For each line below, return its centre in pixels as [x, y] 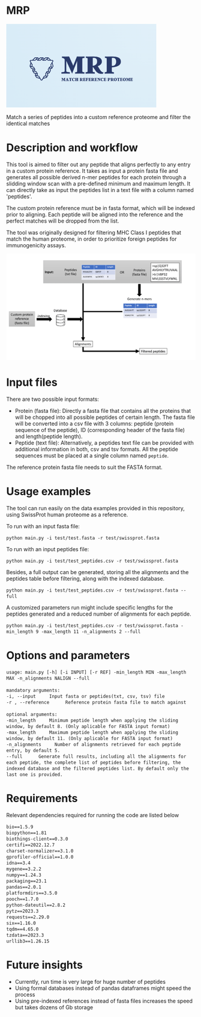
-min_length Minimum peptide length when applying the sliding [92, 720]
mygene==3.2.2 [24, 869]
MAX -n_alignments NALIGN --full [48, 678]
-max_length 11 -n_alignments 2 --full [91, 632]
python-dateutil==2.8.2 [36, 905]
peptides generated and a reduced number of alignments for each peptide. [99, 614]
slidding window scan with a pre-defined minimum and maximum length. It [98, 184]
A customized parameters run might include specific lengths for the [90, 608]
